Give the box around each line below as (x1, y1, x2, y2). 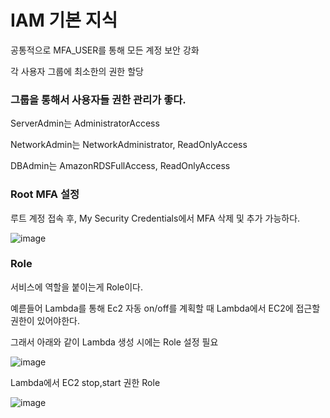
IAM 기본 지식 (10, 9, 118, 32)
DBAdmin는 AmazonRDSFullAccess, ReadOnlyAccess (10, 160, 231, 172)
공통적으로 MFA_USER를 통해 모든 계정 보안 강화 (10, 44, 200, 56)
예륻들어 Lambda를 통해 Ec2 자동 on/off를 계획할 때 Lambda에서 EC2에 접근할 (10, 302, 321, 314)
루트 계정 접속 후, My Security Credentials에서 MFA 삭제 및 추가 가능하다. (10, 212, 301, 224)
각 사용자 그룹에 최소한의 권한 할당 (10, 65, 144, 77)
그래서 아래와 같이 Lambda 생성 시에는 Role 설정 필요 (10, 336, 219, 348)
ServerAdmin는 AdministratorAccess (10, 117, 160, 130)
